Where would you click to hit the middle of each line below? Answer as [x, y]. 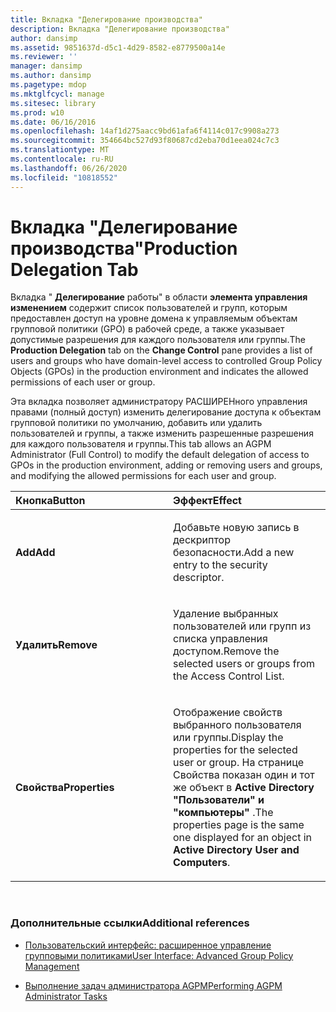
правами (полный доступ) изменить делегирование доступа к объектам [166, 412]
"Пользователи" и [219, 800]
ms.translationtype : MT [60, 150]
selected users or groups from [244, 664]
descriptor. [199, 578]
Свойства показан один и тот [244, 775]
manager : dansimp [46, 66]
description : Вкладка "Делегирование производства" [120, 29]
